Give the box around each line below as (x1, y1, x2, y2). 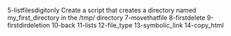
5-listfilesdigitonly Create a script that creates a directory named (7, 6, 197, 14)
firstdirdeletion (7, 21, 50, 29)
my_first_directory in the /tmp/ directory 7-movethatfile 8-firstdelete (7, 13, 206, 22)
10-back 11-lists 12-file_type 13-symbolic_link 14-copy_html (51, 21, 224, 29)
